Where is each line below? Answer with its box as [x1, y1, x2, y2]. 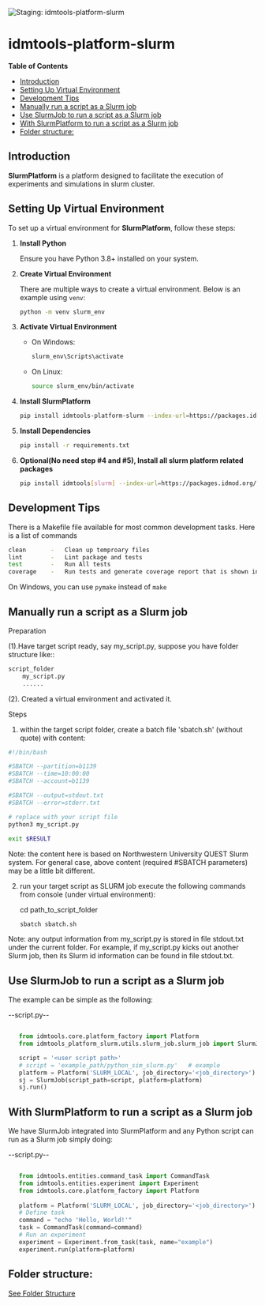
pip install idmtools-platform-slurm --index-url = [19, 412, 190, 420]
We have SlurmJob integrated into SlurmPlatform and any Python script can [8, 1126, 254, 1136]
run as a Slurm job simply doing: [8, 1134, 113, 1145]
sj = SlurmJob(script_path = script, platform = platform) [18, 1076, 203, 1084]
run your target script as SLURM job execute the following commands [19, 882, 246, 891]
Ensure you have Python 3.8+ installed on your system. [19, 254, 200, 263]
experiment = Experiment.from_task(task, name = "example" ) [18, 1238, 214, 1246]
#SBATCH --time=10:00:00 [8, 770, 90, 778]
